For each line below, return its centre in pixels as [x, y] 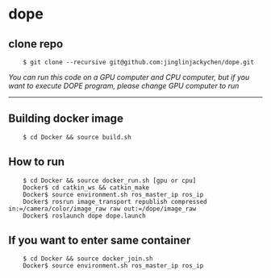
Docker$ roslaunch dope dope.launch [85, 216]
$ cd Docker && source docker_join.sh [88, 259]
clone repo [36, 44]
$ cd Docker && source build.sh [77, 137]
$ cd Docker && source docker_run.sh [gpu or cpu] [110, 180]
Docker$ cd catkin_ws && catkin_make [86, 187]
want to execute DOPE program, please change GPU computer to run [124, 86]
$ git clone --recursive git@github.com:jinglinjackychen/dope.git [138, 62]
